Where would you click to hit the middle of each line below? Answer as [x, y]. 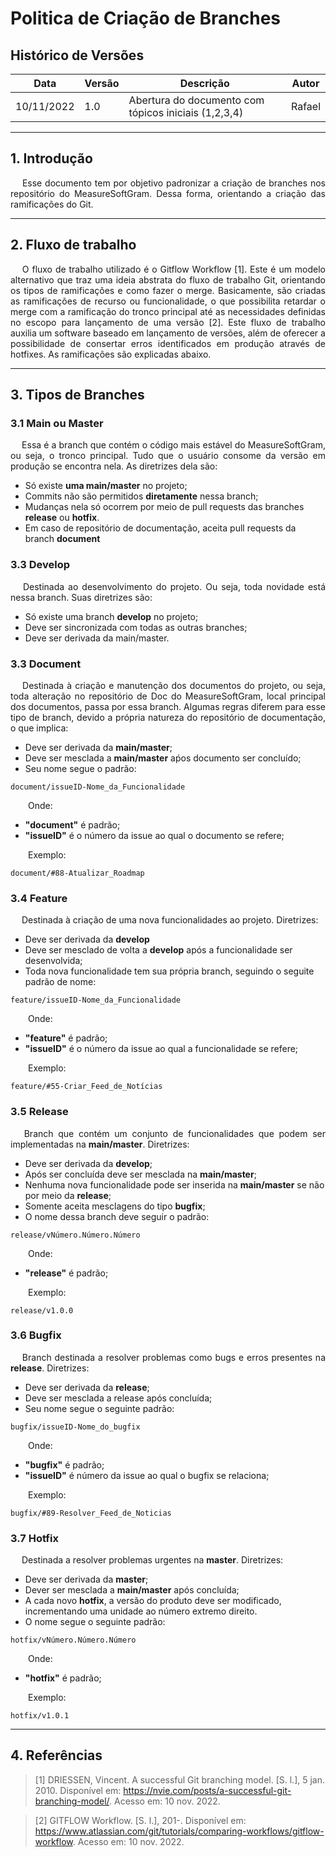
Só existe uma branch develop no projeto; [111, 616]
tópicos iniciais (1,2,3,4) [186, 112]
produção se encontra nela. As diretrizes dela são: [114, 466]
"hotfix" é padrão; [63, 1678]
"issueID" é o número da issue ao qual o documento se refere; [154, 835]
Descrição [204, 83]
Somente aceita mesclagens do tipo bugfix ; [115, 1206]
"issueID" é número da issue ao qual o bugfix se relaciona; [147, 1475]
